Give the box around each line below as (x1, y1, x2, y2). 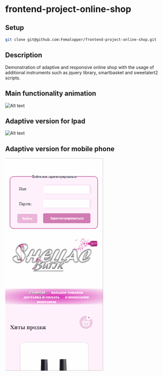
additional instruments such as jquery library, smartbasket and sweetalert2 (5, 69, 158, 75)
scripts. (5, 75, 21, 81)
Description (5, 51, 42, 59)
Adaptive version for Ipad (5, 117, 85, 125)
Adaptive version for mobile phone (5, 145, 115, 153)
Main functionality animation (5, 89, 96, 98)
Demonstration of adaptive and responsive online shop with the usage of (5, 64, 154, 70)
